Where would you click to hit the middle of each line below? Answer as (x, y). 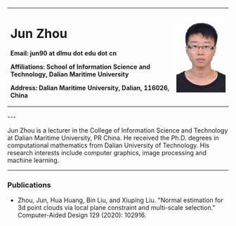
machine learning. (33, 160)
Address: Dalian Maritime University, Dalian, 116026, (90, 88)
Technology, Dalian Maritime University (70, 74)
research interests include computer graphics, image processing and (107, 153)
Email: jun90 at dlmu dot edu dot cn (64, 53)
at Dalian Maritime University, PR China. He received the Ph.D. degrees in (113, 138)
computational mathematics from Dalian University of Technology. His (108, 145)
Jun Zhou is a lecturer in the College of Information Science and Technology (118, 131)
